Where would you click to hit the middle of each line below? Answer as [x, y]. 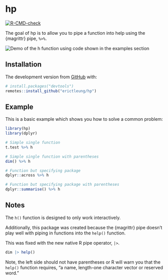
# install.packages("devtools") [39, 86]
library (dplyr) [21, 134]
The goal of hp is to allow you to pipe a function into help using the [75, 33]
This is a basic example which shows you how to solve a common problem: [84, 119]
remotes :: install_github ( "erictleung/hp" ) [51, 91]
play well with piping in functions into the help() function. [65, 233]
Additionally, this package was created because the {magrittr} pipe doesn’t [84, 227]
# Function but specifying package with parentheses [62, 185]
